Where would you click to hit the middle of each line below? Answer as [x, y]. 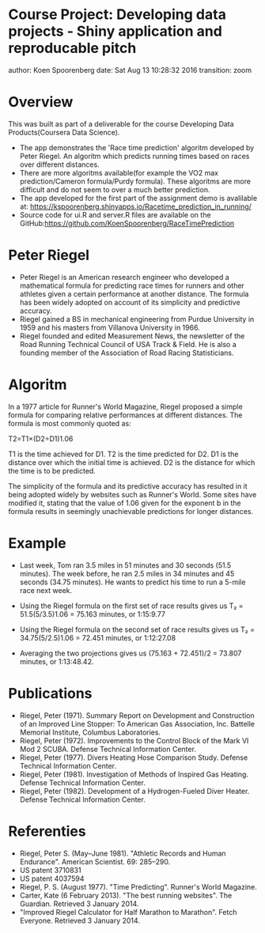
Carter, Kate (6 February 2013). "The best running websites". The [126, 895]
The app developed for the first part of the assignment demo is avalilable [138, 198]
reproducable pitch [72, 48]
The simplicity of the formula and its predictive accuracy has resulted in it [128, 486]
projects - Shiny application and [115, 31]
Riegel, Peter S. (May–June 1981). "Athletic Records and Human [123, 853]
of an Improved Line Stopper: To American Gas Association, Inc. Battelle [137, 723]
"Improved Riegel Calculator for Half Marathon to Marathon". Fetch [128, 912]
